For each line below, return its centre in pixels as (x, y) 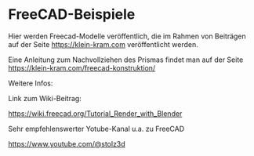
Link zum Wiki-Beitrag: (45, 98)
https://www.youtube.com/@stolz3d (67, 143)
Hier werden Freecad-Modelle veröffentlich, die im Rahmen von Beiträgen (127, 36)
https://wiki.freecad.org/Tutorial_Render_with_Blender (95, 113)
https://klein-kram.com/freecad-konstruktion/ (82, 67)
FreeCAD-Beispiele (72, 15)
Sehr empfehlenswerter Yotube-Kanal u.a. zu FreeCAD (96, 129)
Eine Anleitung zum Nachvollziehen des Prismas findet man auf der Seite (126, 60)
